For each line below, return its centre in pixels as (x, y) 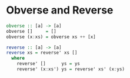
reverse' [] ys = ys (49, 64)
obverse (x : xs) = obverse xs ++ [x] (51, 37)
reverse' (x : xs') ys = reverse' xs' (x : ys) (71, 69)
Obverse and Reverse (60, 10)
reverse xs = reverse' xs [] (42, 53)
